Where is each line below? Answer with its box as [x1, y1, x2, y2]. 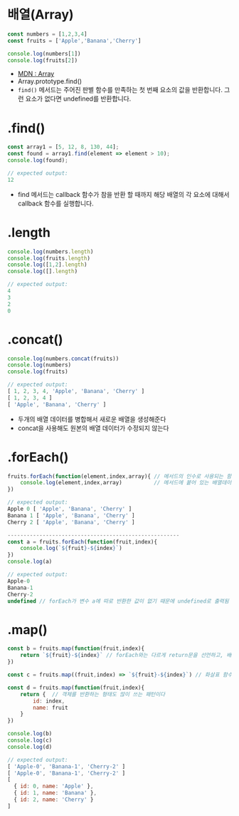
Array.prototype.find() [17, 77, 83, 86]
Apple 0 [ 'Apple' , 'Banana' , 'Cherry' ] [7, 506, 132, 513]
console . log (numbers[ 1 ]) [7, 50, 81, 57]
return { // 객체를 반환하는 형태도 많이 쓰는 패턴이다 [20, 690, 166, 698]
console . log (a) [7, 558, 53, 566]
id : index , [33, 697, 65, 705]
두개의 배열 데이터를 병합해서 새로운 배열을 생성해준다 [17, 414, 166, 423]
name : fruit [33, 704, 69, 711]
